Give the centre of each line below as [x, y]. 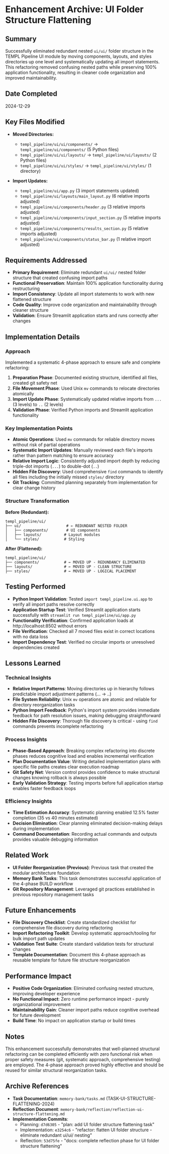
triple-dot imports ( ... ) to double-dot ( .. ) [56, 466]
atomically [23, 394]
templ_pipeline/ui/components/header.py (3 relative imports [82, 207]
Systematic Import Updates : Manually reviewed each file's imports [82, 450]
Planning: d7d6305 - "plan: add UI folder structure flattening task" [87, 1124]
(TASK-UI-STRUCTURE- [131, 1098]
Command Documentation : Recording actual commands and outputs [85, 834]
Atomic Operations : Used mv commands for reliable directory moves [83, 439]
